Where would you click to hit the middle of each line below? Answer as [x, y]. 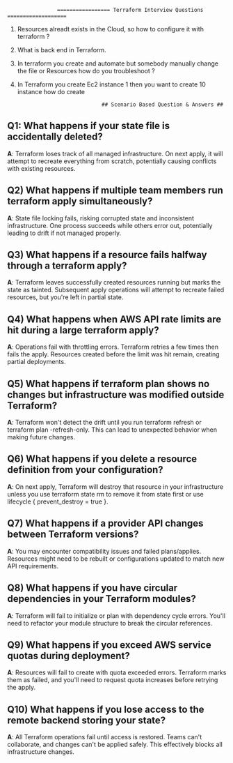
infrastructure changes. [41, 752]
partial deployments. [37, 362]
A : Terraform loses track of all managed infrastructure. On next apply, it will [115, 153]
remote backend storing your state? [87, 720]
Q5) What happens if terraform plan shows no [109, 384]
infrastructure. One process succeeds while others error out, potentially [110, 225]
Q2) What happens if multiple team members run [115, 191]
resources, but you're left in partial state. [65, 297]
